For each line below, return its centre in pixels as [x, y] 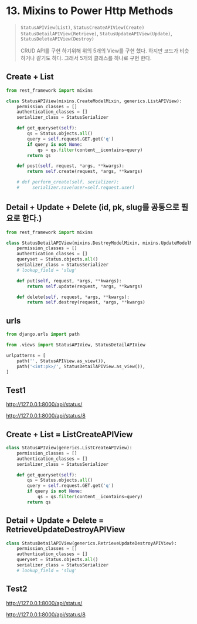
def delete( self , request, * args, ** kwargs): [73, 297]
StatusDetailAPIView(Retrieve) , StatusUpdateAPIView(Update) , [96, 33]
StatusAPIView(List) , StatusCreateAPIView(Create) [82, 27]
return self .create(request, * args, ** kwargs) [85, 172]
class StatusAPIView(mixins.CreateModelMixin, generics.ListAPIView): [94, 101]
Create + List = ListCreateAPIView [69, 434]
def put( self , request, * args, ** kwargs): [69, 281]
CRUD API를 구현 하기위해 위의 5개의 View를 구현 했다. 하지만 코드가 [99, 51]
